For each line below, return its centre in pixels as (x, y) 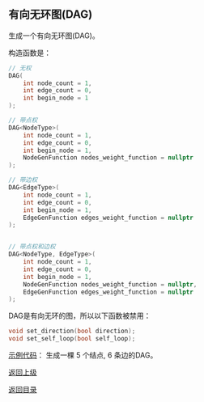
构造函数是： (30, 53)
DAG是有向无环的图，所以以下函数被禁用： (80, 316)
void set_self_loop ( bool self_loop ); (72, 339)
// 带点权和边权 (32, 247)
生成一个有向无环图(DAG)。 (54, 36)
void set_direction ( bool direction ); (72, 331)
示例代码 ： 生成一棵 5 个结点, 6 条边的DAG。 (83, 355)
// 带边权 (23, 180)
